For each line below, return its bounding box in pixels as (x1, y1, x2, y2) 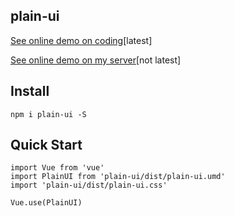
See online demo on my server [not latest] (10, 54, 182, 66)
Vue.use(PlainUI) (10, 198, 83, 208)
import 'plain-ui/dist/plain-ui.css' (10, 180, 168, 191)
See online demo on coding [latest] (10, 34, 153, 46)
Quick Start (10, 137, 83, 154)
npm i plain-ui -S (10, 109, 87, 119)
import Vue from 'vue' (10, 163, 105, 173)
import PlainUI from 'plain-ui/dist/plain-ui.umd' (10, 172, 226, 182)
